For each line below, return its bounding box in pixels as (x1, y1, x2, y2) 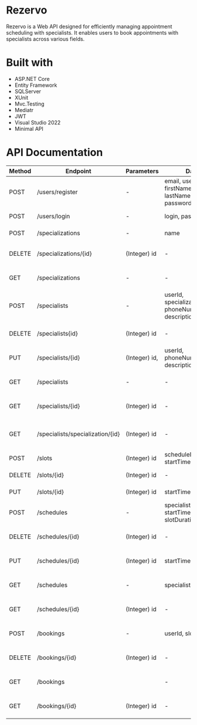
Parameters (125, 167, 159, 175)
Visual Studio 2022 (14, 118, 61, 126)
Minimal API (14, 125, 44, 132)
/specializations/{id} (37, 249, 92, 258)
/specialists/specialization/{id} (37, 429, 120, 438)
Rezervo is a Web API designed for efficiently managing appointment (6, 23, 172, 30)
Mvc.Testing (14, 100, 45, 107)
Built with (6, 56, 53, 69)
